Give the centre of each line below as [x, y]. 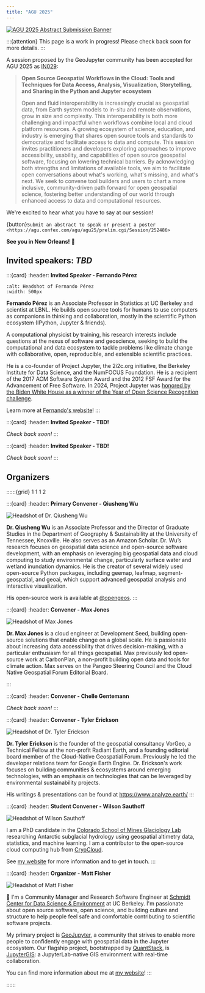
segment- [171, 573]
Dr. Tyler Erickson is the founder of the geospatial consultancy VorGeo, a [99, 744]
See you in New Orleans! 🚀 [41, 241]
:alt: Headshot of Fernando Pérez [50, 287]
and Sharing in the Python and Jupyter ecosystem [86, 91]
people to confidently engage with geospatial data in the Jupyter [88, 942]
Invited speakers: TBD [49, 261]
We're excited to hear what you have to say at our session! [80, 212]
